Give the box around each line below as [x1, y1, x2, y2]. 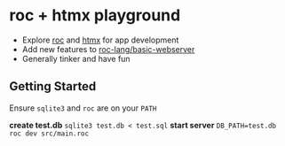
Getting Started [9, 79, 97, 94]
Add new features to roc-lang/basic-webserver [21, 43, 195, 54]
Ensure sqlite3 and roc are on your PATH [9, 103, 157, 113]
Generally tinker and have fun [21, 53, 131, 64]
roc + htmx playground [9, 5, 181, 26]
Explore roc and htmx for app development [21, 35, 179, 45]
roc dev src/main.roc [9, 129, 90, 138]
